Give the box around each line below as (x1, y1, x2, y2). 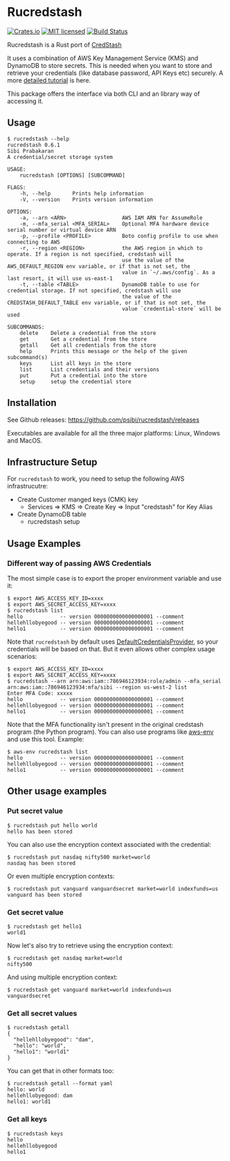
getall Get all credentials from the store (19, 341, 157, 349)
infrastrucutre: (7, 482, 48, 490)
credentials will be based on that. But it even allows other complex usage (7, 645, 215, 653)
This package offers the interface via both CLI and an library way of (7, 89, 200, 98)
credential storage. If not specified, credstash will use (7, 287, 182, 294)
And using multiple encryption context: (7, 973, 118, 981)
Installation (7, 397, 57, 409)
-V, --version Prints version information (19, 196, 154, 203)
